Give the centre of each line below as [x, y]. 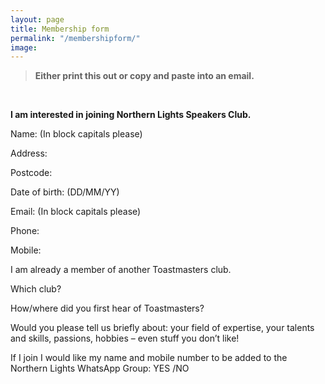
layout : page [37, 19]
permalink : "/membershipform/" [75, 38]
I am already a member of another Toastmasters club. [121, 270]
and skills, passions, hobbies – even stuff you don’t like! [125, 338]
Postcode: [31, 173]
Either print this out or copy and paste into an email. [144, 76]
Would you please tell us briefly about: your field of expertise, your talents [162, 328]
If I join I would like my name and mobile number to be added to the [149, 358]
